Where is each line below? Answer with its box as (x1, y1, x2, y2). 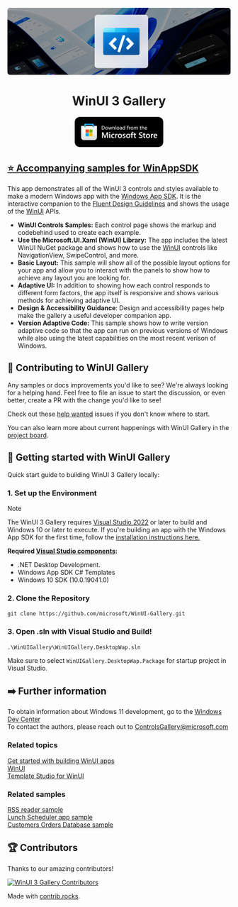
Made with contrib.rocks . (7, 891, 81, 900)
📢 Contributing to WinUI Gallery (7, 362, 149, 374)
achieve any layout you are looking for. (17, 274, 131, 282)
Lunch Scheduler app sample (7, 813, 93, 821)
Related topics (7, 740, 58, 750)
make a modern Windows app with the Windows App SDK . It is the (7, 192, 202, 201)
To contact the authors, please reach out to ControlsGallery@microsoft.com (7, 722, 229, 731)
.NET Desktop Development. (17, 560, 101, 568)
